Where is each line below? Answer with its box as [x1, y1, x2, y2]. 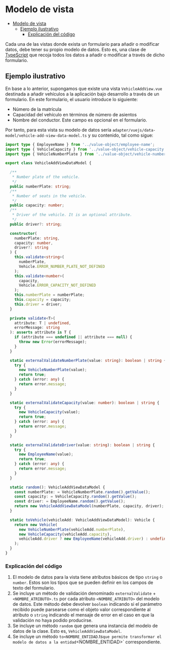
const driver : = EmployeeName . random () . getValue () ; [14, 499, 125, 504]
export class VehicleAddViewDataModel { [5, 161, 92, 166]
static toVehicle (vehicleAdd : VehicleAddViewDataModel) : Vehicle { [10, 517, 155, 522]
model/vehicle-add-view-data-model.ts [5, 133, 87, 138]
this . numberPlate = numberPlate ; [14, 292, 85, 298]
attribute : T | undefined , [14, 320, 71, 326]
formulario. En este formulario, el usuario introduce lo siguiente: [5, 96, 138, 102]
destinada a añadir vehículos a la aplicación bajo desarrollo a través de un [5, 90, 159, 97]
